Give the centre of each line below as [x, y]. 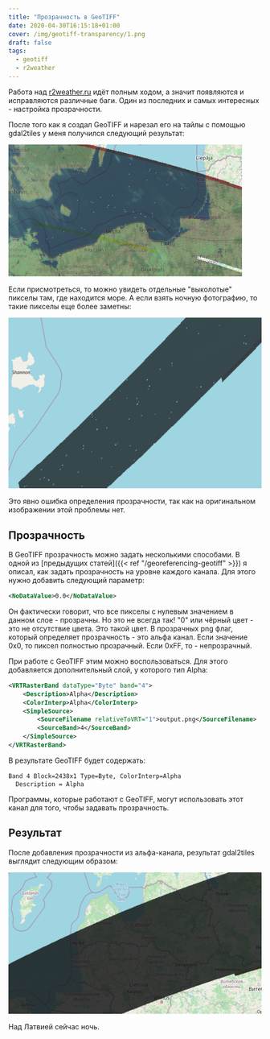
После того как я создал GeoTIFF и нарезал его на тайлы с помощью [127, 124]
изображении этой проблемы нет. [67, 510]
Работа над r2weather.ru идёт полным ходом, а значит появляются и [126, 92]
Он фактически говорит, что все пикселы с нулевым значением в [121, 611]
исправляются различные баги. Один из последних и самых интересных [134, 100]
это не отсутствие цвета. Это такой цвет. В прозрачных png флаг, [121, 628]
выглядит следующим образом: [63, 861]
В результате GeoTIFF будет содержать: [77, 760]
